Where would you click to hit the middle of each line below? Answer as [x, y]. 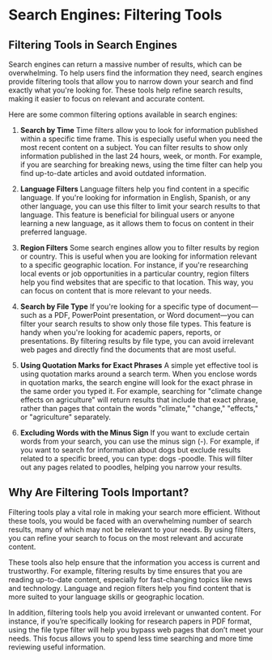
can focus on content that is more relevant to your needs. [116, 291]
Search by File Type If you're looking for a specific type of [118, 306]
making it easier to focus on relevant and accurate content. [106, 99]
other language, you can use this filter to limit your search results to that [140, 206]
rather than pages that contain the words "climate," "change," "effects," [139, 408]
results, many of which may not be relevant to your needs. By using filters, [132, 529]
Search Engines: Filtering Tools [115, 15]
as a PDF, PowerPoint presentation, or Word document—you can [147, 315]
